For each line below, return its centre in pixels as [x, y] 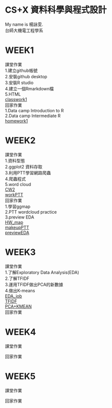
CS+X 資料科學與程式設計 [56, 10]
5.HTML [13, 94]
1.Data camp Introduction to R [35, 110]
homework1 [16, 121]
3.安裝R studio [19, 83]
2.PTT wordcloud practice [31, 212]
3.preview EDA [20, 217]
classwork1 [16, 99]
